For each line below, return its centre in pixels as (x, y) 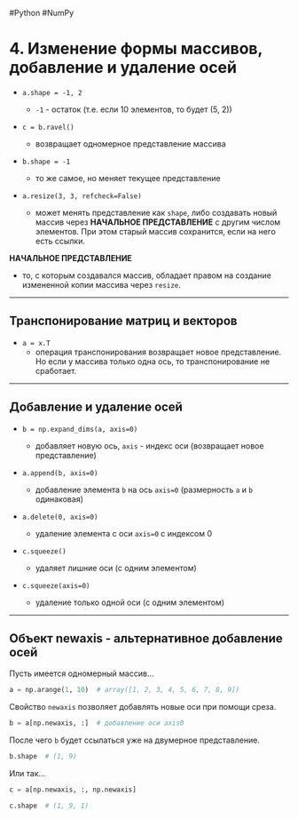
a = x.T (36, 343)
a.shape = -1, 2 (52, 92)
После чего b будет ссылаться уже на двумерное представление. (134, 740)
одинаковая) (59, 499)
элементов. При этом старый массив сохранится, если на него (156, 231)
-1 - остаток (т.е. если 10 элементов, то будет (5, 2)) (133, 109)
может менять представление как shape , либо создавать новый (156, 212)
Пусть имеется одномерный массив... (82, 673)
